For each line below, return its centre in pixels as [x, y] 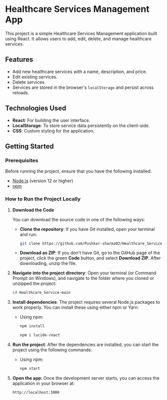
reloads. [21, 92]
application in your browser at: [43, 383]
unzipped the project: [34, 283]
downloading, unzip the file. [48, 264]
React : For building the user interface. [51, 120]
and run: [28, 234]
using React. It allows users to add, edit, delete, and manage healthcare [78, 39]
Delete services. [29, 82]
